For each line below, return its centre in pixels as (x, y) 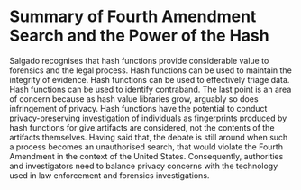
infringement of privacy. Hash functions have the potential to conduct (138, 108)
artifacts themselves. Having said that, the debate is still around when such (149, 137)
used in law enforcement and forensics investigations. (109, 175)
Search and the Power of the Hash (139, 36)
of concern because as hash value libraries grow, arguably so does (134, 99)
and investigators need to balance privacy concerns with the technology (144, 166)
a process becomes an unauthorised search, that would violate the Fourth (146, 147)
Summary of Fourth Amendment (133, 17)
